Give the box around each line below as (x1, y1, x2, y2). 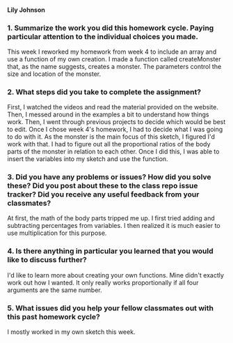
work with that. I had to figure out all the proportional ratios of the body (7, 140, 211, 148)
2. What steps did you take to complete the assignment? (7, 87, 202, 97)
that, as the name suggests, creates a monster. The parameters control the (7, 62, 222, 70)
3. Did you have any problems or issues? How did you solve (7, 172, 211, 182)
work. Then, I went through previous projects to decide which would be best (7, 118, 226, 126)
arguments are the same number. (7, 286, 102, 294)
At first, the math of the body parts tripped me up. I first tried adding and (7, 214, 216, 222)
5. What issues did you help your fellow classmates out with (7, 303, 214, 313)
